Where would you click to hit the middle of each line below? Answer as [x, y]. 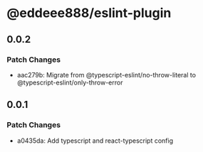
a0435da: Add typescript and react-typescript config [95, 141]
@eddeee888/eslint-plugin [89, 13]
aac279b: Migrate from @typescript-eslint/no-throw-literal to [106, 75]
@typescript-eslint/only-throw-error [70, 82]
